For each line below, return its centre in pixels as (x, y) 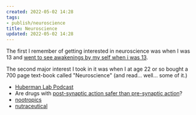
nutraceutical (31, 106)
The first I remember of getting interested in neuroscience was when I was (98, 51)
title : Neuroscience (32, 28)
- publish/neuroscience (36, 23)
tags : (13, 17)
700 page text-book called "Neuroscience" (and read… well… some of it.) (97, 75)
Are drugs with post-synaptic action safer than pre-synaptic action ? (99, 93)
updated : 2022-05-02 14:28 (40, 34)
